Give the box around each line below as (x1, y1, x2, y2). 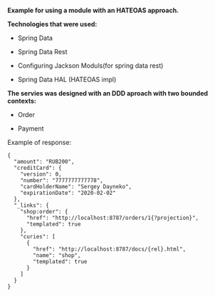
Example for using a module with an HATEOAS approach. (7, 6, 179, 14)
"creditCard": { (14, 164, 62, 171)
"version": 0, (20, 171, 62, 178)
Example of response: (7, 139, 72, 146)
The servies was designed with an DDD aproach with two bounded (7, 89, 209, 97)
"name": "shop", (33, 252, 81, 259)
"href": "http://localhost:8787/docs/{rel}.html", (33, 246, 187, 253)
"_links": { (14, 202, 50, 209)
